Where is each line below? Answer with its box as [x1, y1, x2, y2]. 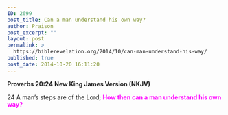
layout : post [7, 36, 45, 42]
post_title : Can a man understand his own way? [7, 16, 146, 23]
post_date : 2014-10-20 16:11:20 [7, 61, 100, 68]
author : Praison [7, 23, 54, 29]
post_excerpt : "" [7, 29, 57, 36]
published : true [7, 55, 54, 62]
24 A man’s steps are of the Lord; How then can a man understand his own [7, 93, 222, 101]
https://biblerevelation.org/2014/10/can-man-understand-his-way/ [13, 49, 207, 55]
